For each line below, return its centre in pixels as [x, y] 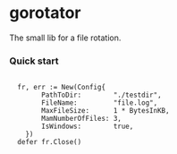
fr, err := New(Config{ [61, 88]
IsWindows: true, [88, 127]
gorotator [45, 13]
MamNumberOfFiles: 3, [82, 119]
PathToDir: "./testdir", [102, 95]
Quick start [34, 61]
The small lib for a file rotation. [65, 38]
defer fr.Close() [50, 142]
